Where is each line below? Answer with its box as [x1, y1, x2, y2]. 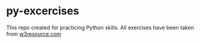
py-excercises [6, 4, 79, 18]
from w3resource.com [6, 30, 62, 37]
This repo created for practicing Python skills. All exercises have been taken [6, 24, 194, 31]
